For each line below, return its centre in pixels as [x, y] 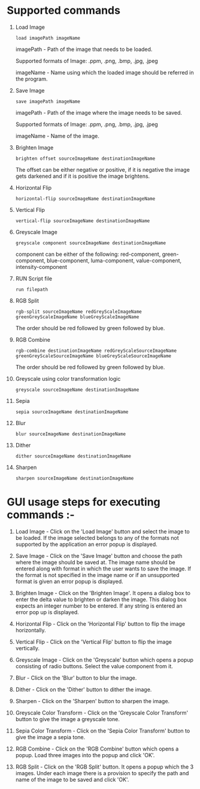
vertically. [28, 648]
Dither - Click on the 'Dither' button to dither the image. [84, 689]
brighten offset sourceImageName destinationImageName [85, 159]
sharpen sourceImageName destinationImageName [75, 478]
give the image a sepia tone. [50, 737]
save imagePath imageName [48, 101]
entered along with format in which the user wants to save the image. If [103, 569]
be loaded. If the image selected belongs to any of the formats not [97, 537]
